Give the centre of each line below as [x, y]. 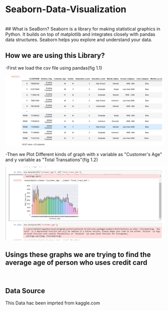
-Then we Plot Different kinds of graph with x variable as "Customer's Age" [84, 154]
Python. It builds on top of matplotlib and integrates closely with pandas [80, 34]
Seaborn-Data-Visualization [66, 9]
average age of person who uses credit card [76, 262]
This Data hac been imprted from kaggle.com [53, 303]
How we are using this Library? [55, 56]
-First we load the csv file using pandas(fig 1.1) [54, 68]
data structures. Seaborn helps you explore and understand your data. [79, 40]
